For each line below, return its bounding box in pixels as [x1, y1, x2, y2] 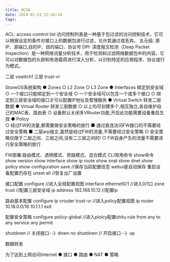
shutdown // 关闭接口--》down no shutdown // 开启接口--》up [5, 230, 135, 236]
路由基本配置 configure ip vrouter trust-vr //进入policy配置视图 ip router [5, 198, 154, 204]
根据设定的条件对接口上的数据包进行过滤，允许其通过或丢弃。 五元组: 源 [9, 37, 160, 43]
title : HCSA [5, 7, 30, 13]
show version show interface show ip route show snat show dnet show [5, 158, 153, 164]
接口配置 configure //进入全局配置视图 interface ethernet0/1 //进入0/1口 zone [5, 181, 165, 187]
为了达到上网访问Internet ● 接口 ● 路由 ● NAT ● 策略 [5, 251, 119, 258]
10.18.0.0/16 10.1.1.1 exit [5, 203, 52, 210]
